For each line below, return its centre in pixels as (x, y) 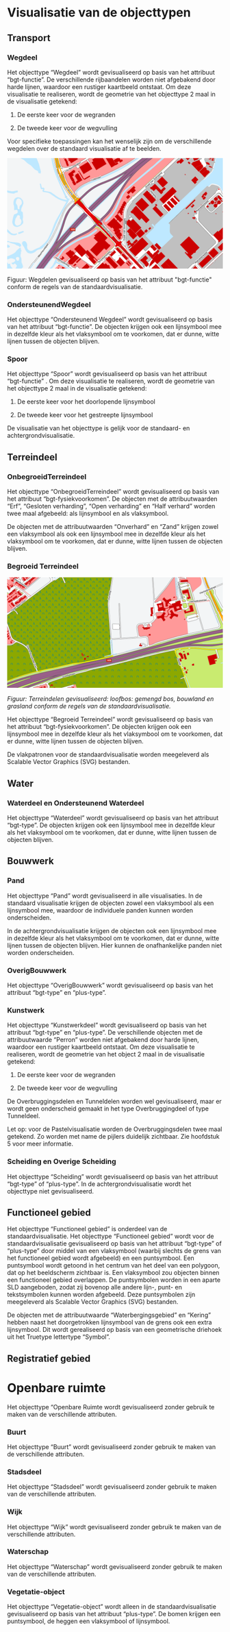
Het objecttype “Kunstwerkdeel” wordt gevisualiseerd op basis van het (107, 1025)
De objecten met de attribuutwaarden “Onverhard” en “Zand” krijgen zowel (113, 527)
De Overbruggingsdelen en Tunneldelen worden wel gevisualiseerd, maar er (115, 1102)
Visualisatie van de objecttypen (99, 13)
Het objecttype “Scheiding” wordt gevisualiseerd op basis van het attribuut (113, 1176)
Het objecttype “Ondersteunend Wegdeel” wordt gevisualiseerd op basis (110, 319)
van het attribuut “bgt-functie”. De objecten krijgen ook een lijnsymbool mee (115, 327)
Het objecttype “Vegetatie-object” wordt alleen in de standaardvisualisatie (112, 1607)
